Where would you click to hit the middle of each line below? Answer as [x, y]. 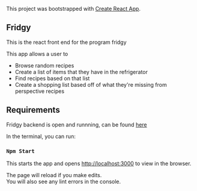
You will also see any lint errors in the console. [64, 181]
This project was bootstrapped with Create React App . [74, 9]
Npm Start [20, 151]
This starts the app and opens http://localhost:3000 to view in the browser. [99, 163]
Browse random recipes [44, 65]
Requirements [33, 110]
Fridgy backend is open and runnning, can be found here [77, 124]
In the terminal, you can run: [41, 136]
